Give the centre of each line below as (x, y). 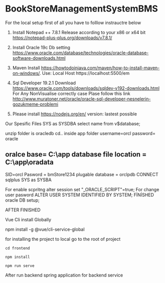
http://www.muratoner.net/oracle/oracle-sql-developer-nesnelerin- (81, 99)
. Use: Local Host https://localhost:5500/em (85, 73)
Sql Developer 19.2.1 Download (44, 83)
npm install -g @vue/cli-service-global (45, 229)
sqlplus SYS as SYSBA (28, 180)
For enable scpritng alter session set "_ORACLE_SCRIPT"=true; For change (82, 189)
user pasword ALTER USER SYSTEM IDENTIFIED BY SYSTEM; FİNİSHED (79, 195)
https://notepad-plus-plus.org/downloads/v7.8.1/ (62, 38)
